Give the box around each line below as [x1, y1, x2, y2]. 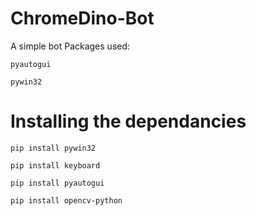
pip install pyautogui [10, 178, 105, 188]
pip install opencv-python [10, 195, 123, 206]
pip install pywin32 [10, 143, 97, 153]
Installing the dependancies [10, 110, 247, 133]
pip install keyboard [10, 160, 101, 171]
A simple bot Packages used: [10, 40, 131, 52]
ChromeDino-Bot [10, 7, 155, 30]
